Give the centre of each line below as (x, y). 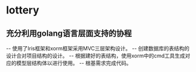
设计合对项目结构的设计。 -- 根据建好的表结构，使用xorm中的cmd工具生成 (96, 56)
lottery (23, 10)
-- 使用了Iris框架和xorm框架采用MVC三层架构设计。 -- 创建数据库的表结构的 (98, 48)
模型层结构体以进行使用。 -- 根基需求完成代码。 (74, 63)
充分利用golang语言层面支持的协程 (69, 33)
